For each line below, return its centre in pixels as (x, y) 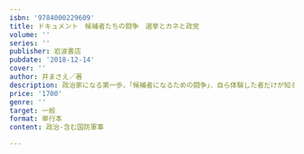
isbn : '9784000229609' (52, 18)
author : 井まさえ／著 (46, 77)
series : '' (30, 43)
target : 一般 (33, 111)
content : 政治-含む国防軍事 (57, 128)
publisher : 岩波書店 (45, 52)
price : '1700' (36, 93)
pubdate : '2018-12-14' (52, 60)
